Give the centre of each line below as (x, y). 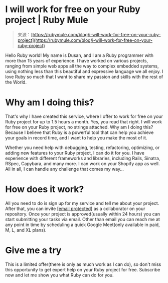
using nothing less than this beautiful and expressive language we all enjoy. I (84, 71)
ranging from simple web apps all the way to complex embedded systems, (82, 66)
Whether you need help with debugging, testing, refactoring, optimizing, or (82, 148)
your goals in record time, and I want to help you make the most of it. (76, 137)
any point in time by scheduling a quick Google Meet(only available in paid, (82, 225)
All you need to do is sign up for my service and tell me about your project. (82, 203)
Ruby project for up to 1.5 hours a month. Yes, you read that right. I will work (83, 121)
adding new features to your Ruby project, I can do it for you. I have (75, 153)
